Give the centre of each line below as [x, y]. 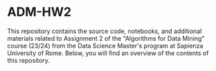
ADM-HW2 [39, 12]
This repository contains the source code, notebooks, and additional [105, 31]
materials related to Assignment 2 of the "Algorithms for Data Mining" [106, 38]
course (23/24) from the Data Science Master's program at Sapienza [105, 45]
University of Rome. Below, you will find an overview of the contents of [108, 53]
